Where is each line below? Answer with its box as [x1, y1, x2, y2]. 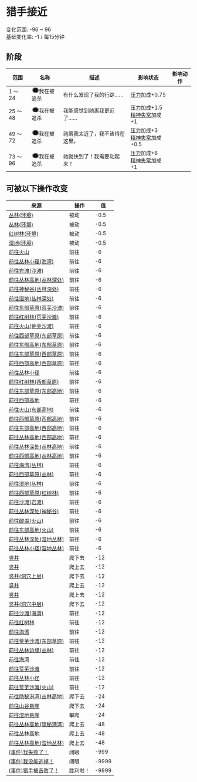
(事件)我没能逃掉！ [8, 758, 54, 765]
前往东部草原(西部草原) [8, 350, 64, 358]
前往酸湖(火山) [8, 517, 44, 524]
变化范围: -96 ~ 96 [6, 26, 52, 33]
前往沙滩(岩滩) [8, 499, 44, 506]
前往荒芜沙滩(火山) [8, 684, 54, 691]
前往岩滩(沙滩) [8, 267, 44, 274]
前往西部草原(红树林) [8, 489, 59, 496]
